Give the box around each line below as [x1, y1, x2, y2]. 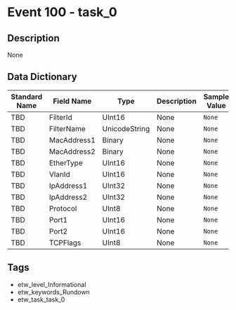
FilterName [48, 123, 86, 133]
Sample [203, 92, 230, 102]
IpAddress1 [48, 180, 88, 190]
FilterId [48, 112, 72, 122]
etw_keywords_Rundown [17, 288, 90, 296]
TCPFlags [48, 238, 81, 248]
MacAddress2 [48, 147, 96, 156]
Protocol [48, 203, 77, 213]
